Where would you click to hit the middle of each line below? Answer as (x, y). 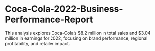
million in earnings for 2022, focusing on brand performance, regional (76, 38)
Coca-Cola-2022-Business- (64, 9)
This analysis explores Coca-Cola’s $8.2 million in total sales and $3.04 (78, 33)
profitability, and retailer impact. (38, 43)
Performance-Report (49, 19)
